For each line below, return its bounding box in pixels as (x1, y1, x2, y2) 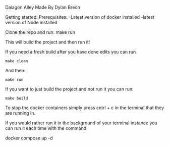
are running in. (5, 110, 35, 116)
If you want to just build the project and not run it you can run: (5, 86, 134, 92)
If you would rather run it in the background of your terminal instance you (5, 120, 157, 126)
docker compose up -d (5, 135, 53, 141)
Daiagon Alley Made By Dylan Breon (5, 5, 81, 10)
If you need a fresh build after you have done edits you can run (5, 49, 136, 55)
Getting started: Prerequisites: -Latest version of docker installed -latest (5, 14, 155, 20)
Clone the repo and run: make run (5, 29, 76, 35)
